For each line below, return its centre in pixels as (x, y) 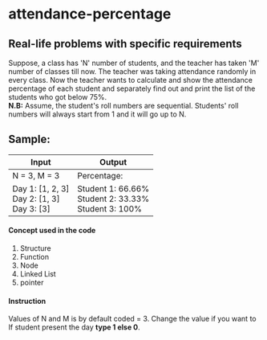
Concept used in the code (52, 231)
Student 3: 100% (110, 208)
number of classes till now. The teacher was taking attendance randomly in (132, 72)
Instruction (27, 301)
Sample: (29, 139)
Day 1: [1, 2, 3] (41, 188)
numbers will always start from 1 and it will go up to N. (97, 114)
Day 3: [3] (31, 208)
